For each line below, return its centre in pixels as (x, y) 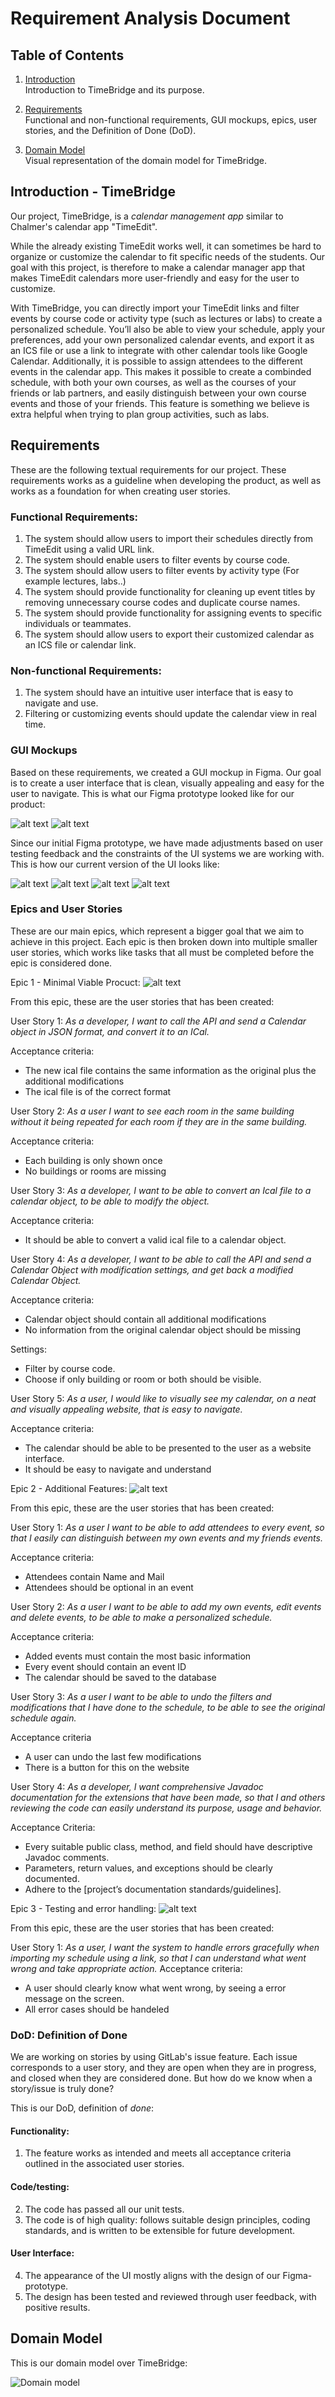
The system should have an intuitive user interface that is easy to (159, 693)
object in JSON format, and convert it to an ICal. (110, 1031)
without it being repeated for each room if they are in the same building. (159, 1121)
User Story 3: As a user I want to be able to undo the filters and (141, 1696)
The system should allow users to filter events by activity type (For (162, 570)
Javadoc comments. (67, 1857)
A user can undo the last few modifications (113, 1756)
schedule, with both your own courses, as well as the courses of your (153, 382)
